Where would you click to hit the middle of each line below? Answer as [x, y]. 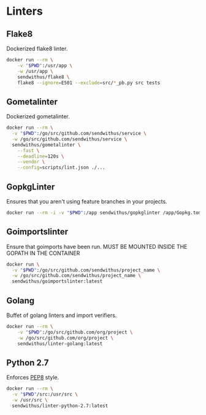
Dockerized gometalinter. [38, 116]
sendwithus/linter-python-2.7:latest [60, 406]
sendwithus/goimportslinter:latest [57, 281]
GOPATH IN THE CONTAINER [43, 253]
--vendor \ [31, 162]
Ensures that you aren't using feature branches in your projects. [87, 201]
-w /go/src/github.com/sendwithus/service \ [70, 139]
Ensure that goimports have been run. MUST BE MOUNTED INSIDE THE [97, 246]
